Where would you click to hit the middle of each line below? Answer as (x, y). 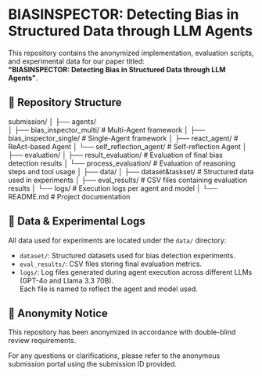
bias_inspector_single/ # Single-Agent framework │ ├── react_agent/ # (123, 138)
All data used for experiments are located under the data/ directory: (117, 240)
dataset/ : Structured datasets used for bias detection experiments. (127, 255)
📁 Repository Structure (65, 102)
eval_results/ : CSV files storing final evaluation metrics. (110, 264)
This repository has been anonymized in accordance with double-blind (122, 332)
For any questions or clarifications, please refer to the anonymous (114, 356)
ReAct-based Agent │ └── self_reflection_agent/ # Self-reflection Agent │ (128, 146)
